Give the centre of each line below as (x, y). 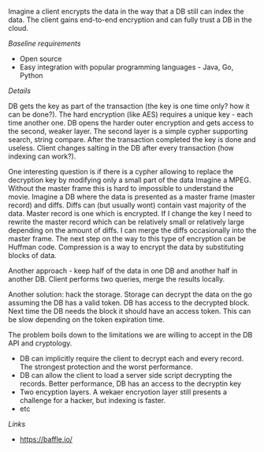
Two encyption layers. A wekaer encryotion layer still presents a (123, 392)
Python (31, 75)
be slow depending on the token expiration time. (87, 319)
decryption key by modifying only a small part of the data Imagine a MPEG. (130, 180)
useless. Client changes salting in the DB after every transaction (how (121, 148)
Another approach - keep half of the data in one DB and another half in (123, 271)
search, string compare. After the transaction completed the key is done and (132, 140)
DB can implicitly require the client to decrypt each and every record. (132, 359)
